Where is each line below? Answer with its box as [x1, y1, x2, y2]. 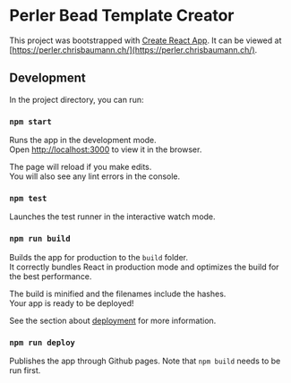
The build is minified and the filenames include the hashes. [9, 288, 227, 299]
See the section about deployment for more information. [9, 315, 217, 326]
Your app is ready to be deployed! [9, 297, 134, 309]
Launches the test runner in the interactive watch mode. [9, 211, 217, 222]
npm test [9, 193, 47, 203]
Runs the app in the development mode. [9, 135, 157, 146]
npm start [9, 116, 52, 126]
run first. [9, 364, 41, 376]
